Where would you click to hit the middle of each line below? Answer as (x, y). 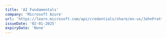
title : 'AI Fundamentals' (32, 10)
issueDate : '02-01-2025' (31, 23)
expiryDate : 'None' (25, 28)
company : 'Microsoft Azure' (34, 14)
